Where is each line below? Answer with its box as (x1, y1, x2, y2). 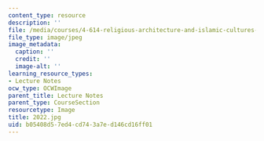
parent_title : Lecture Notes (8, 92, 104, 99)
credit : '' (15, 56, 51, 63)
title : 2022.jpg (8, 114, 61, 121)
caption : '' (15, 48, 55, 56)
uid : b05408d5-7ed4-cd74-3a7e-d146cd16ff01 (8, 121, 153, 128)
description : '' (8, 19, 61, 27)
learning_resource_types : (8, 70, 93, 78)
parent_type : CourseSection (8, 99, 101, 107)
